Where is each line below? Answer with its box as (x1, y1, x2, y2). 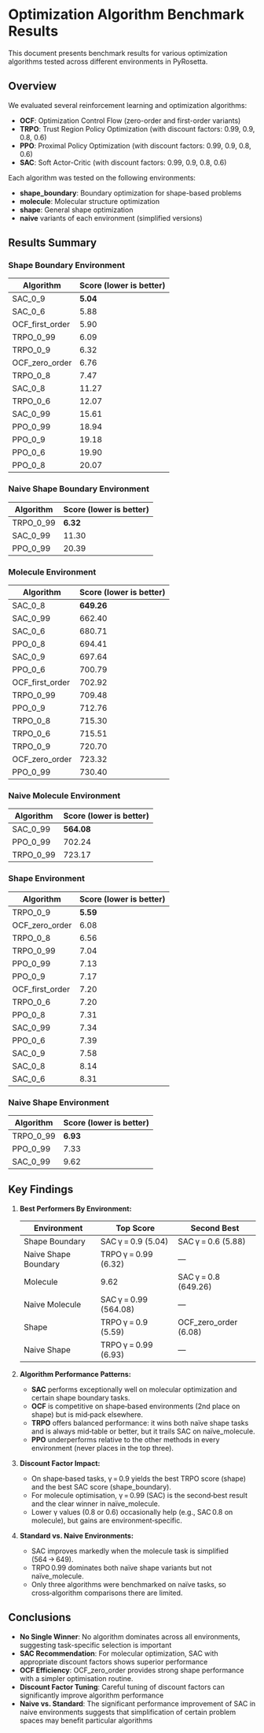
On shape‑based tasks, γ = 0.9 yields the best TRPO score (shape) (31, 1474, 246, 1483)
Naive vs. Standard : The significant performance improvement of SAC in (19, 1698, 256, 1708)
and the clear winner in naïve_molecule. (31, 1499, 160, 1508)
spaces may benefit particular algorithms (19, 1716, 153, 1725)
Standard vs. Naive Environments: (19, 1530, 134, 1540)
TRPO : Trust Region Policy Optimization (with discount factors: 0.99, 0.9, (19, 124, 255, 133)
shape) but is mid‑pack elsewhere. (31, 1409, 144, 1419)
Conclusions (8, 1611, 71, 1624)
